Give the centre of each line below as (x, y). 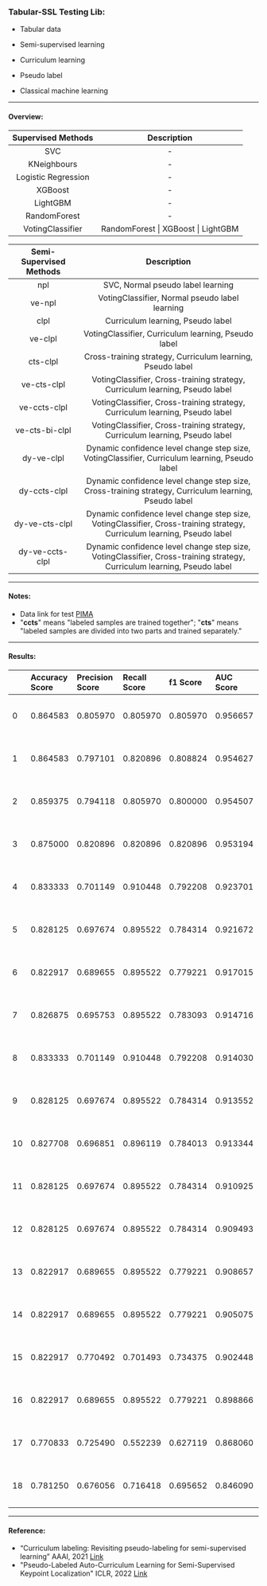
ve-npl (44, 302)
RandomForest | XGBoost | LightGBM (170, 228)
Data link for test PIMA (56, 614)
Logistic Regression (52, 177)
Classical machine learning (64, 91)
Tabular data (40, 29)
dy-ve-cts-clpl (43, 524)
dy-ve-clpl (44, 458)
